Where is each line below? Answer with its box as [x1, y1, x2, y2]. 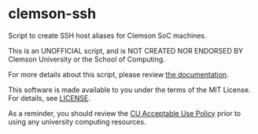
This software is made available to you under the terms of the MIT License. [8, 84, 251, 95]
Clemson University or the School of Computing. [8, 54, 165, 64]
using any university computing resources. [8, 117, 147, 126]
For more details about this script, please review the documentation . [8, 69, 230, 79]
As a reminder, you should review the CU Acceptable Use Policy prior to [8, 108, 241, 118]
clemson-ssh [8, 5, 97, 23]
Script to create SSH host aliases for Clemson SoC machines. [8, 31, 207, 40]
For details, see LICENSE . [8, 93, 90, 102]
